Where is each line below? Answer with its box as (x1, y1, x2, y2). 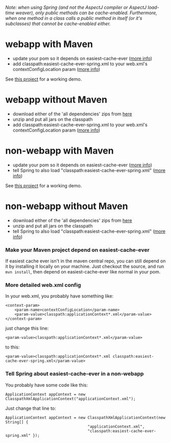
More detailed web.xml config (5, 281, 81, 288)
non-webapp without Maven (5, 201, 129, 212)
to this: (5, 344, 20, 350)
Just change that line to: (5, 405, 56, 411)
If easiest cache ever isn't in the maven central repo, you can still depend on (5, 258, 166, 264)
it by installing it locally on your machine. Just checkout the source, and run (5, 263, 164, 269)
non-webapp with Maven (5, 145, 114, 157)
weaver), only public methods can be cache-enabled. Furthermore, (15, 10, 157, 16)
